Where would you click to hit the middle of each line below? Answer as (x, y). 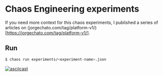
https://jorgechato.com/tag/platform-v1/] (48, 33)
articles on (16, 27)
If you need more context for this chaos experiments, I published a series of (82, 22)
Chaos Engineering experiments (72, 9)
